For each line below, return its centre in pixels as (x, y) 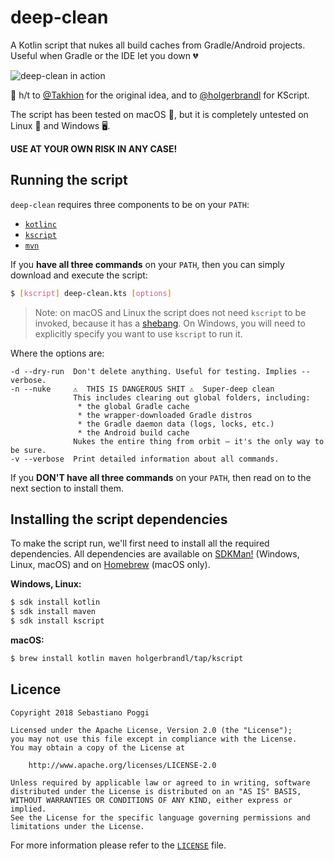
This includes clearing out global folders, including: (192, 397)
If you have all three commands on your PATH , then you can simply (147, 264)
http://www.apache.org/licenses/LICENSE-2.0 (122, 765)
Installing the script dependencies (119, 519)
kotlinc (40, 224)
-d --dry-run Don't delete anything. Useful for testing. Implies (154, 371)
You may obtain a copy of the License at (98, 747)
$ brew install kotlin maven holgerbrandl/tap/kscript (127, 659)
